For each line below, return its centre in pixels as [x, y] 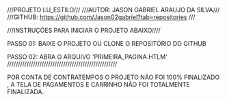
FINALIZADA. [26, 92]
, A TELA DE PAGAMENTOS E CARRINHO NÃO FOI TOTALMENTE [98, 84]
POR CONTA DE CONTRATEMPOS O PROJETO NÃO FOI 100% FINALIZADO [113, 77]
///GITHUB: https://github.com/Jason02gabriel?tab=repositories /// [101, 17]
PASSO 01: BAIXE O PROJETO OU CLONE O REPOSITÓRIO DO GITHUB [107, 43]
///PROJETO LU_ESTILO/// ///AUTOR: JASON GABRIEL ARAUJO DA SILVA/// [113, 10]
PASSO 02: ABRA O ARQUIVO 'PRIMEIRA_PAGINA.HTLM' [87, 57]
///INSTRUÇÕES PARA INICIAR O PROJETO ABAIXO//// [84, 30]
